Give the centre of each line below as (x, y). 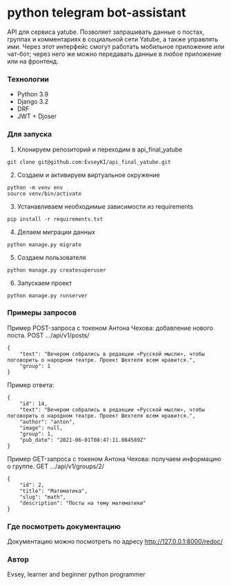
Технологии (28, 79)
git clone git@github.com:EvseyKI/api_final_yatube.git (89, 162)
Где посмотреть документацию (64, 526)
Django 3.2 (33, 102)
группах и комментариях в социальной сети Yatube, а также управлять (113, 39)
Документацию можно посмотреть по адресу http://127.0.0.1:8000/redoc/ (115, 541)
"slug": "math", (43, 497)
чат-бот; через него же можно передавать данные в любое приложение (114, 54)
